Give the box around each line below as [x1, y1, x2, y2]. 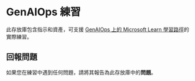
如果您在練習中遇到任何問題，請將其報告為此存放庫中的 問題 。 [6, 69, 157, 76]
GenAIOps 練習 [6, 5, 81, 19]
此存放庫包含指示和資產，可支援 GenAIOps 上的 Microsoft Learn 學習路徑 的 [6, 26, 190, 33]
